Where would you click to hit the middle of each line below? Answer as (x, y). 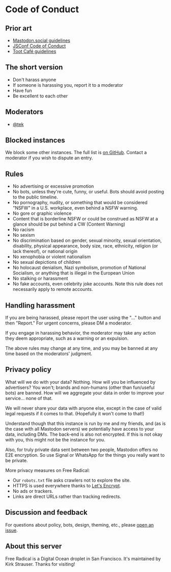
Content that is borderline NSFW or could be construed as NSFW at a (85, 219)
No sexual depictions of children (47, 262)
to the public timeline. (35, 197)
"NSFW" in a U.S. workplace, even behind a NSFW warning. (75, 208)
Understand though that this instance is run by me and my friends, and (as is (85, 423)
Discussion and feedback (46, 513)
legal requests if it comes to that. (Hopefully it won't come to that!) (75, 413)
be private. (17, 460)
